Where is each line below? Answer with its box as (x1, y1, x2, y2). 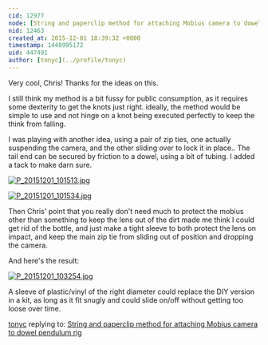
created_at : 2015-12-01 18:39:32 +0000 (8, 34, 141, 42)
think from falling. (8, 119, 66, 129)
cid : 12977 (8, 11, 45, 20)
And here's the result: (8, 256, 80, 265)
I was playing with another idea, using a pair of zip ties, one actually (8, 134, 231, 144)
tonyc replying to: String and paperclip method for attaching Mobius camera (8, 319, 258, 328)
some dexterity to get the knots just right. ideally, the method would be (8, 101, 241, 112)
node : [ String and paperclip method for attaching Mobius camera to (8, 19, 241, 27)
